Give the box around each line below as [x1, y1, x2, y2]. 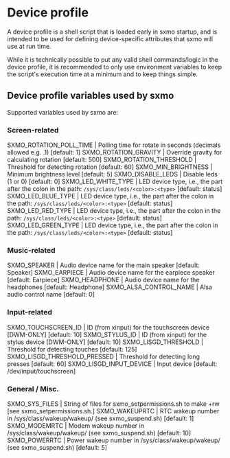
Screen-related [7, 125, 59, 135]
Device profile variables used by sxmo [7, 90, 174, 102]
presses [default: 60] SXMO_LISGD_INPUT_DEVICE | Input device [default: [7, 359, 218, 368]
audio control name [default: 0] [7, 290, 95, 299]
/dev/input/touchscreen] [7, 367, 76, 375]
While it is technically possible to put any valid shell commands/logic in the [7, 55, 218, 63]
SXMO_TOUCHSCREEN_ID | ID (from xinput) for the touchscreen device [7, 323, 210, 331]
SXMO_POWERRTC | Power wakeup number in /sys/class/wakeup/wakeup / [7, 436, 221, 444]
